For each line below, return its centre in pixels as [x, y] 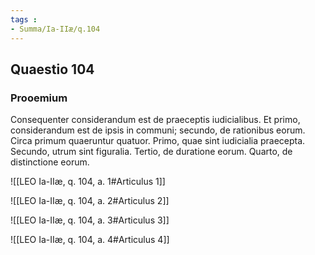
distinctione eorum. [50, 162]
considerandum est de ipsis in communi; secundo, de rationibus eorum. [158, 130]
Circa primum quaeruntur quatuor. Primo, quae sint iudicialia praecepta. [158, 141]
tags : [24, 19]
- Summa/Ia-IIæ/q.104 [55, 29]
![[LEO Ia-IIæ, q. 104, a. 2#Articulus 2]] [90, 201]
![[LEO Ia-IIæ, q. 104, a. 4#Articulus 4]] [90, 240]
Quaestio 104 [52, 69]
